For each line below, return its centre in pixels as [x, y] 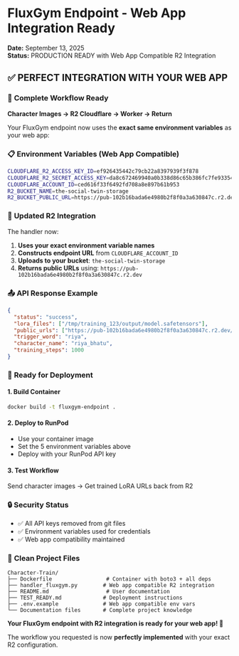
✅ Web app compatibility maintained [71, 539]
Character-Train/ [33, 573]
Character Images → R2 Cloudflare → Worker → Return [90, 113]
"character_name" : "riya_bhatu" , [63, 344]
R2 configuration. [33, 645]
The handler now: [33, 231]
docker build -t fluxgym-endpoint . [62, 407]
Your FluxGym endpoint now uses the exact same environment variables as [119, 127]
